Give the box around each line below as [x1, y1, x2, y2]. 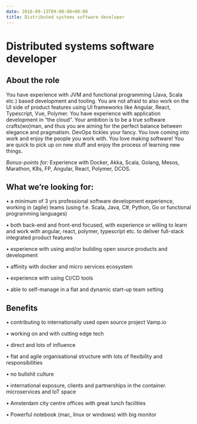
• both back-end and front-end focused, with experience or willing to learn [6, 221, 188, 228]
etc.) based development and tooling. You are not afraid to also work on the [6, 97, 189, 104]
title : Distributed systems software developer [6, 14, 125, 20]
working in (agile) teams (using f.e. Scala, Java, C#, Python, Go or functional [6, 204, 191, 211]
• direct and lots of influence [6, 342, 76, 349]
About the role [6, 75, 60, 85]
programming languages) [6, 210, 68, 217]
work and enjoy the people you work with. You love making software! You [6, 135, 184, 142]
